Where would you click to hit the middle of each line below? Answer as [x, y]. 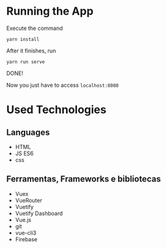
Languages [28, 132]
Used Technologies [57, 110]
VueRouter [29, 200]
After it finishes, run [31, 51]
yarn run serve [26, 62]
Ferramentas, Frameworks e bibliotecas [83, 179]
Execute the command [35, 28]
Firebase [26, 239]
